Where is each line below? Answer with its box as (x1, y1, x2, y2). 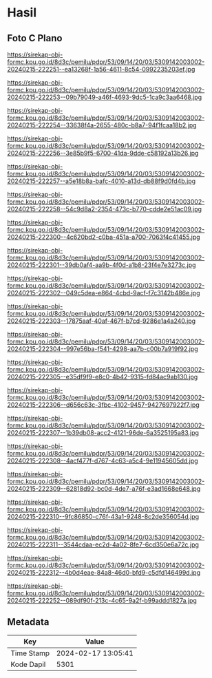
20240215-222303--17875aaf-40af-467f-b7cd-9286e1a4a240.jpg (7, 317, 196, 325)
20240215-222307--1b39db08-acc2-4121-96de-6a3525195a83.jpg (7, 429, 200, 436)
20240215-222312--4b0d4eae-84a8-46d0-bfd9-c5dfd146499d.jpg (7, 569, 201, 576)
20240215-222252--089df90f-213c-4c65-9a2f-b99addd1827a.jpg (7, 597, 198, 604)
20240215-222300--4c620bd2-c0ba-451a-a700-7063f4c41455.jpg (7, 233, 201, 241)
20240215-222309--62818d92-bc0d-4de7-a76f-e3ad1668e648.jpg (7, 485, 201, 493)
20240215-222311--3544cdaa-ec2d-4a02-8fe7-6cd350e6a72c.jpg (7, 540, 200, 549)
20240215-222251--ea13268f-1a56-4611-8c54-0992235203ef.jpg (7, 65, 195, 73)
